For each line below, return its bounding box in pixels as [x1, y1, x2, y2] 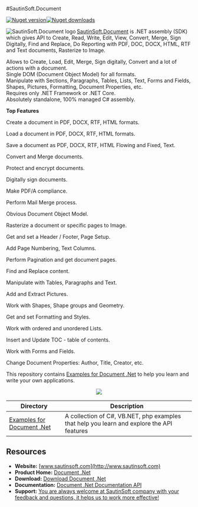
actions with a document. [6, 64, 68, 71]
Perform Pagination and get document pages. [6, 256, 117, 263]
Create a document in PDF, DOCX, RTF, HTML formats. [6, 119, 140, 126]
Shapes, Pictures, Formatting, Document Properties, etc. [6, 83, 143, 90]
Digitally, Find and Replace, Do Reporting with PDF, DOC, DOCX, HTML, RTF [6, 41, 191, 47]
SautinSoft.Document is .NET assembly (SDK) [76, 28, 188, 35]
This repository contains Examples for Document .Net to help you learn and [6, 370, 189, 378]
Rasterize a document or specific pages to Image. [6, 222, 127, 229]
